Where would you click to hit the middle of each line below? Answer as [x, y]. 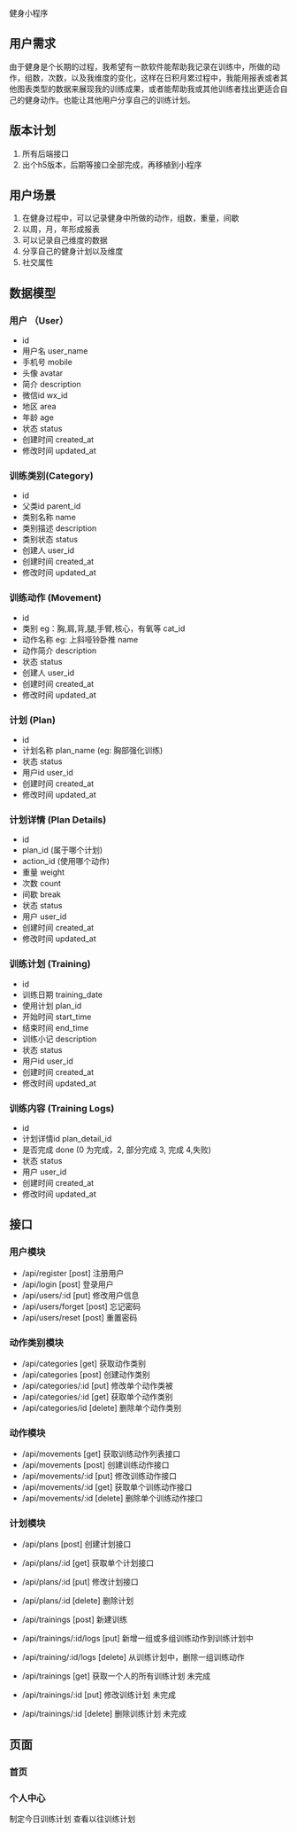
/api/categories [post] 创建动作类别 [86, 1374]
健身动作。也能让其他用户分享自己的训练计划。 [110, 99]
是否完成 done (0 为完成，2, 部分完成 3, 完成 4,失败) [117, 1150]
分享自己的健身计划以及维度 [72, 252]
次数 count [42, 884]
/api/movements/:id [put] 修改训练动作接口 [99, 1476]
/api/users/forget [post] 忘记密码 [81, 1306]
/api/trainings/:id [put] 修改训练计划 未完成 [99, 1695]
